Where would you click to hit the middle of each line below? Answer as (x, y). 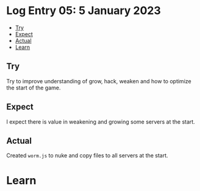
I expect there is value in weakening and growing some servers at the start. (101, 122)
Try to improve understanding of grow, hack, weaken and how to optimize (99, 81)
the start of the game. (34, 88)
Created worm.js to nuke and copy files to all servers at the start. (87, 155)
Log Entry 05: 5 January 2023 (84, 11)
